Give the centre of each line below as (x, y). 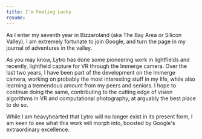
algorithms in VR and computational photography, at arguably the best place (101, 98)
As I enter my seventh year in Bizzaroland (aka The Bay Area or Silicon (94, 35)
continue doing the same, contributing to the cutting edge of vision (90, 92)
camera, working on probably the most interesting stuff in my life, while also (101, 79)
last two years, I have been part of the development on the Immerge (91, 72)
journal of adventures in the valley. (49, 48)
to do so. (17, 104)
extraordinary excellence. (38, 129)
